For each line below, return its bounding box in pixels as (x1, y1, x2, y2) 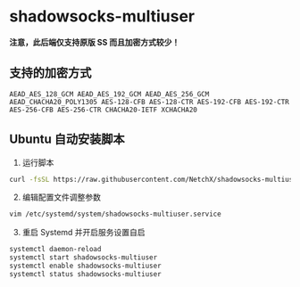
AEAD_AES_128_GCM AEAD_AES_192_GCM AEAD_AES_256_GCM (9, 89, 210, 99)
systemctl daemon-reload (9, 245, 102, 254)
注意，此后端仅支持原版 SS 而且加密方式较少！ (9, 37, 180, 47)
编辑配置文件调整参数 (21, 192, 101, 202)
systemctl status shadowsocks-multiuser (9, 269, 162, 278)
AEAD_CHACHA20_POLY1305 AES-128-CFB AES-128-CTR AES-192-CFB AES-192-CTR (9, 97, 290, 106)
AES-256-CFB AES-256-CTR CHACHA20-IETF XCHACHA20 (9, 105, 198, 114)
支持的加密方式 (9, 65, 92, 81)
